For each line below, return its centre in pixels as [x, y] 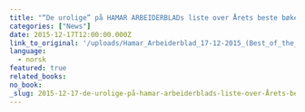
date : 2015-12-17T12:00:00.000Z [70, 34]
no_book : [26, 85]
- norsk [32, 60]
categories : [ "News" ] [50, 26]
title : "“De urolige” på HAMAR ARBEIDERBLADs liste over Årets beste [144, 18]
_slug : [22, 93]
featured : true [38, 69]
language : [28, 51]
